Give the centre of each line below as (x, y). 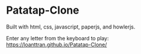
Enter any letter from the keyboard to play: (58, 38)
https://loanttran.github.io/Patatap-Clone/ (57, 45)
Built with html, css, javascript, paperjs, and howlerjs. (71, 27)
